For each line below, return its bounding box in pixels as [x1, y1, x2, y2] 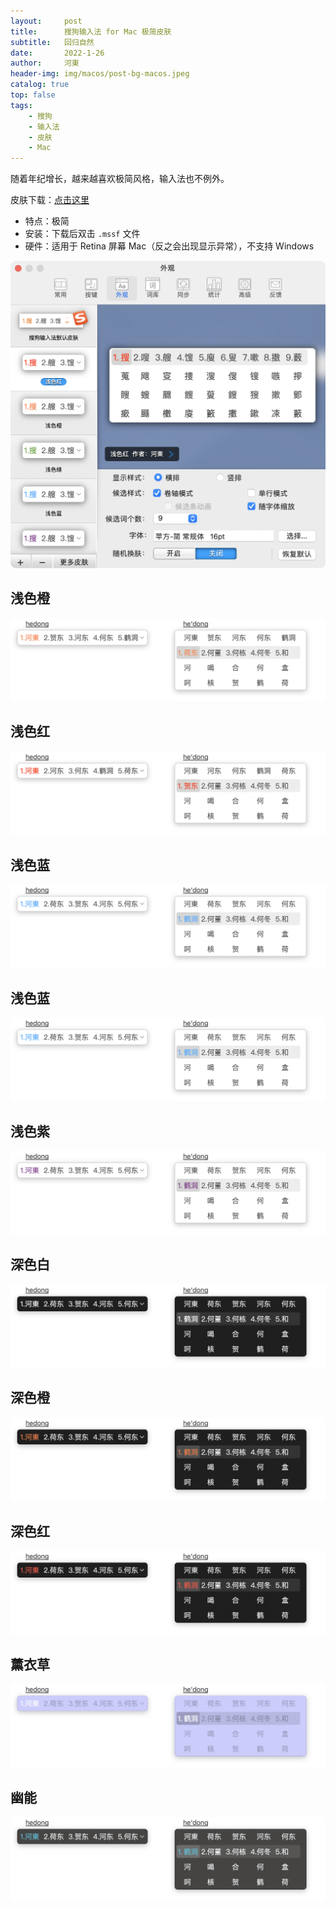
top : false [10, 90, 56, 100]
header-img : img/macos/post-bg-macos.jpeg [10, 69, 190, 79]
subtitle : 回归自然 [10, 37, 95, 47]
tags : [10, 100, 33, 110]
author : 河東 [10, 58, 80, 69]
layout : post [10, 16, 83, 26]
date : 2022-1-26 [10, 48, 105, 58]
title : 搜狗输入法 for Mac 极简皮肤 [10, 26, 172, 37]
